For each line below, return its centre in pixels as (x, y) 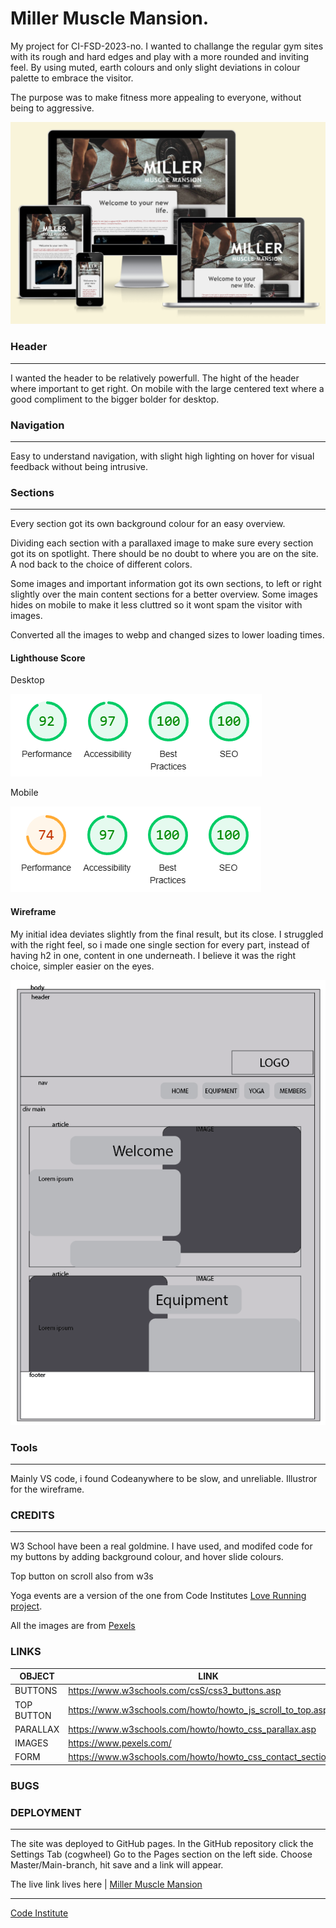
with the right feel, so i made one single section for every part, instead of (160, 944)
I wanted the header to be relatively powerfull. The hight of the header (155, 378)
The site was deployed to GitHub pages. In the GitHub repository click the (162, 1843)
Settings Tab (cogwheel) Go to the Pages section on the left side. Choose (161, 1854)
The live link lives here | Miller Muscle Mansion (106, 1884)
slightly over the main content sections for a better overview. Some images (164, 594)
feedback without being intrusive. (79, 466)
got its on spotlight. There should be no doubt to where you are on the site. (164, 554)
